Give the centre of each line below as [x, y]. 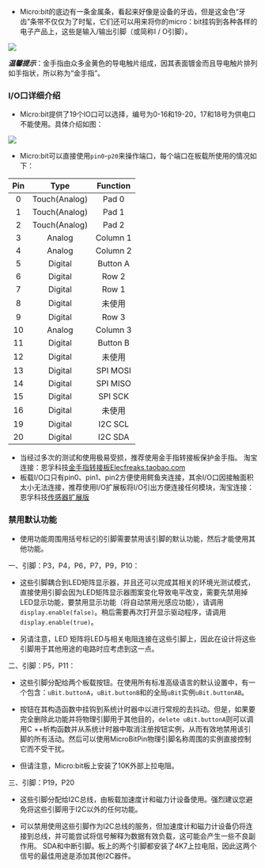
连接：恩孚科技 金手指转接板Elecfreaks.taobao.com [102, 468]
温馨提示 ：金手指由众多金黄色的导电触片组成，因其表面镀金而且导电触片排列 [133, 63]
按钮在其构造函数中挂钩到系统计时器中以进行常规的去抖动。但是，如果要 [137, 709]
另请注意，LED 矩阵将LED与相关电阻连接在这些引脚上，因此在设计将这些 [138, 639]
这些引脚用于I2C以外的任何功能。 [88, 809]
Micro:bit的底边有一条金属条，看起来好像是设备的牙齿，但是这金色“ [129, 11]
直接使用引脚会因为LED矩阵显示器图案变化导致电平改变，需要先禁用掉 [134, 592]
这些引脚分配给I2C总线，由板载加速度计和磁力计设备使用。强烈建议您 [133, 799]
